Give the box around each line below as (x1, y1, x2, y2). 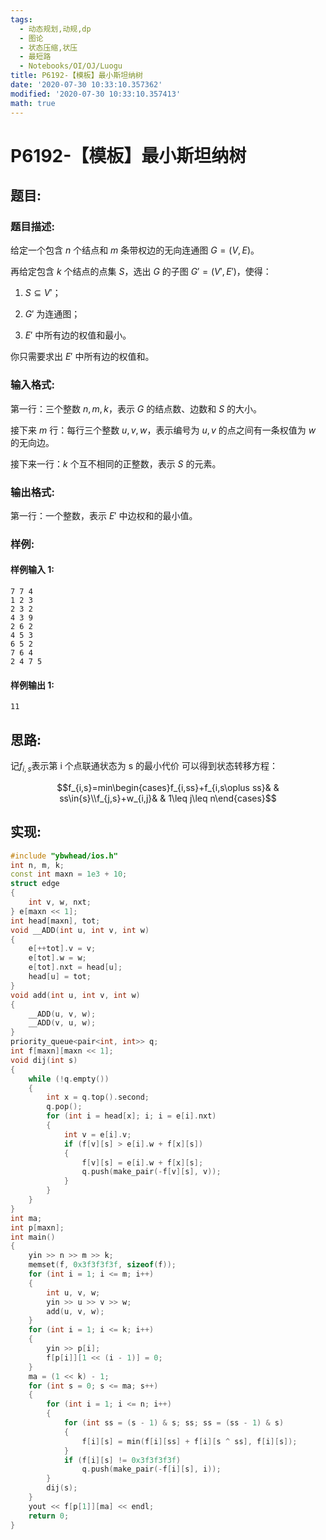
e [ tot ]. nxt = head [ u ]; (28, 962, 123, 973)
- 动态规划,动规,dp (19, 24, 92, 34)
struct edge (10, 879, 60, 889)
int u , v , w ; (46, 1287, 101, 1298)
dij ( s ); (46, 1483, 78, 1493)
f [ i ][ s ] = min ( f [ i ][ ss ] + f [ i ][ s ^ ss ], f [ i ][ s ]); (81, 1436, 298, 1446)
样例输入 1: (10, 564, 55, 576)
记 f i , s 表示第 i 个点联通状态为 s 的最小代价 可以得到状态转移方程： (10, 760, 278, 774)
